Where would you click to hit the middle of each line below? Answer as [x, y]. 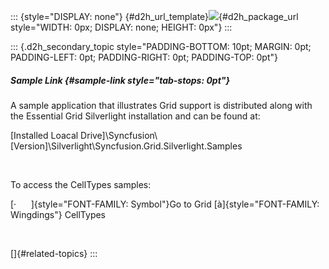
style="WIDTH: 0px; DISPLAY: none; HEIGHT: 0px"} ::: [121, 27]
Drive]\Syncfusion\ [119, 135]
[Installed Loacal [44, 135]
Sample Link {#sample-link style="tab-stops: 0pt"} [120, 80]
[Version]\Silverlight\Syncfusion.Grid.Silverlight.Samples [126, 146]
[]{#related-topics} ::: [54, 253]
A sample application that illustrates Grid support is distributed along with [161, 105]
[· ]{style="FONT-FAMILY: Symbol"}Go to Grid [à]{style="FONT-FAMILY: [165, 204]
